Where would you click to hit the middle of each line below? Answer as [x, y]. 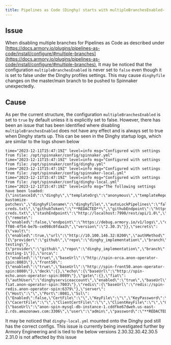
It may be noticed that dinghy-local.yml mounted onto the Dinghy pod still [83, 321]
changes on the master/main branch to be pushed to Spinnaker [72, 81]
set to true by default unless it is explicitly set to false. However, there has [83, 120]
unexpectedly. [20, 86]
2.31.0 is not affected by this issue [41, 337]
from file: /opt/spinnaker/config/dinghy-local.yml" [62, 182]
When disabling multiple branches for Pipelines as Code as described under [85, 43]
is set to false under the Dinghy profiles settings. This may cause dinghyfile [85, 75]
